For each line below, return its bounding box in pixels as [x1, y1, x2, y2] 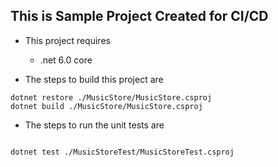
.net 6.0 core [39, 54, 93, 66]
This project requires [24, 34, 111, 46]
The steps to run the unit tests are [24, 119, 165, 131]
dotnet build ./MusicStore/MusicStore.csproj [10, 101, 203, 111]
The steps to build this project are [24, 73, 164, 85]
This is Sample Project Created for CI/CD [10, 8, 269, 25]
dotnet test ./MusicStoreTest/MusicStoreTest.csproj [10, 147, 235, 157]
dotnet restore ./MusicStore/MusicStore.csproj [10, 92, 213, 103]
